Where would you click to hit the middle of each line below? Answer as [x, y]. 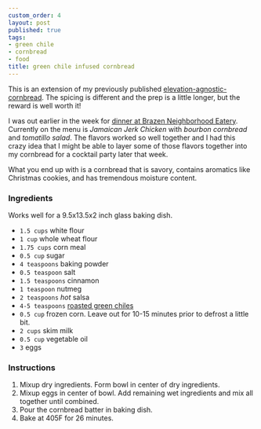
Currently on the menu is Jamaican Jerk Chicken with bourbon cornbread [128, 129]
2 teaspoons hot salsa [54, 297]
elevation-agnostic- [195, 89]
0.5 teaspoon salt [47, 273]
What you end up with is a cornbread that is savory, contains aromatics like [129, 169]
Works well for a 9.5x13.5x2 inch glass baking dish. [91, 215]
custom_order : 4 [34, 15]
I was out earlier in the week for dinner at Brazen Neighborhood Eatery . [123, 121]
